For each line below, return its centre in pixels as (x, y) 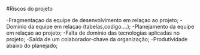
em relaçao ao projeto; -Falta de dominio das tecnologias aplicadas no (93, 33)
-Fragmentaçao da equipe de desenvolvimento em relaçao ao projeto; (93, 20)
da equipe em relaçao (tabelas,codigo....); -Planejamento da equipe (111, 27)
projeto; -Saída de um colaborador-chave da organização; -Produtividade (97, 39)
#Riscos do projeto (29, 9)
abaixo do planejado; (32, 45)
